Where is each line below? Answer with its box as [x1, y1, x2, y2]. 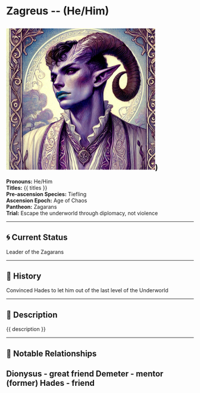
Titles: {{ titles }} [6, 184, 48, 191]
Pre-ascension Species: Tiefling [6, 190, 87, 197]
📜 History [6, 271, 42, 281]
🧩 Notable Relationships [6, 348, 97, 358]
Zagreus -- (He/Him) [6, 4, 110, 18]
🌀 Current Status [6, 233, 68, 243]
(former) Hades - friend [6, 377, 95, 388]
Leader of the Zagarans [6, 248, 64, 255]
